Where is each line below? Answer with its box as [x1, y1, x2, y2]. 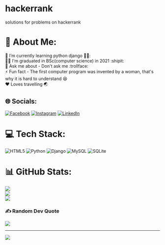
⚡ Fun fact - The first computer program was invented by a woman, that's [5, 68, 154, 74]
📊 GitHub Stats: [5, 166, 72, 177]
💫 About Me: [5, 36, 57, 48]
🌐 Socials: [5, 97, 37, 106]
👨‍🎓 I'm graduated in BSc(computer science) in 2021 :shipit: [5, 57, 124, 64]
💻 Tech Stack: [5, 128, 66, 139]
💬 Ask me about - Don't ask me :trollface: [5, 63, 88, 69]
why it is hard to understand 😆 [5, 76, 68, 82]
